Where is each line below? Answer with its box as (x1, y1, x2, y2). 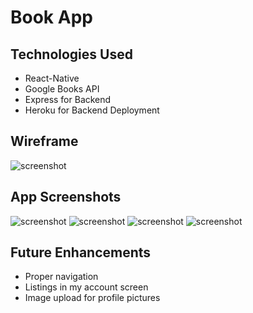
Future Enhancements (10, 244, 152, 261)
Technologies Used (10, 46, 133, 63)
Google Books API (24, 83, 100, 95)
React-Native (24, 72, 80, 84)
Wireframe (10, 133, 79, 150)
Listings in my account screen (24, 281, 149, 293)
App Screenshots (10, 189, 122, 206)
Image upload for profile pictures (24, 292, 161, 304)
